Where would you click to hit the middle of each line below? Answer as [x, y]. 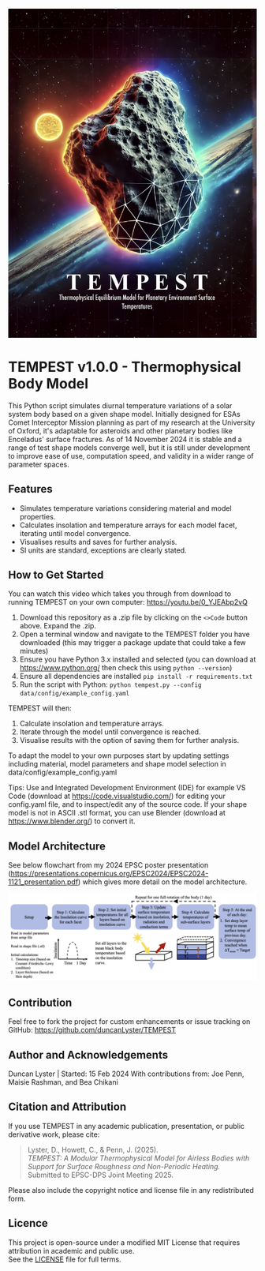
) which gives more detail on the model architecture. [162, 882]
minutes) [34, 651]
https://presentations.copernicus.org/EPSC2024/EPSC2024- [110, 874]
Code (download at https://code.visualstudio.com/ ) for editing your [117, 796]
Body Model [49, 383]
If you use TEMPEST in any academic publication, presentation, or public [127, 1126]
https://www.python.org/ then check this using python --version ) [126, 668]
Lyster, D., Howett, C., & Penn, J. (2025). [93, 1149]
